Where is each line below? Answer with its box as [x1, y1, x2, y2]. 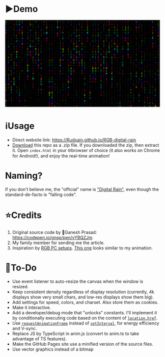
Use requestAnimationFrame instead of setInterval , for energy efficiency [12, 320, 160, 326]
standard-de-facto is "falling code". [5, 192, 77, 197]
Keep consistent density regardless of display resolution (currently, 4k [12, 289, 155, 295]
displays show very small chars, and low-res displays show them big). [12, 294, 154, 300]
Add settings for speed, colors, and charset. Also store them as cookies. [12, 299, 159, 305]
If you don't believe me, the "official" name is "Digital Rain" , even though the [5, 186, 159, 192]
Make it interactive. [12, 304, 51, 310]
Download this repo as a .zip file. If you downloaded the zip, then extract [12, 142, 159, 148]
